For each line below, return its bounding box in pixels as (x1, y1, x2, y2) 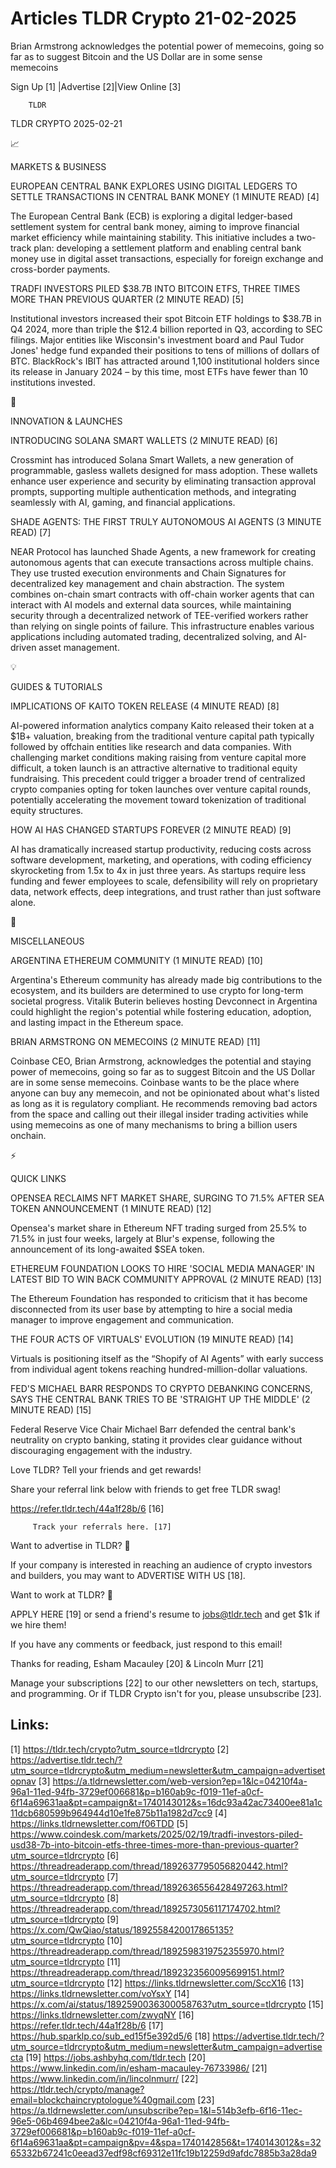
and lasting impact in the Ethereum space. (10, 1016, 184, 1028)
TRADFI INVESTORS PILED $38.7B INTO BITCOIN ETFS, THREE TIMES (10, 282, 301, 294)
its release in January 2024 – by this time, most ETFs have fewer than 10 (10, 365, 309, 377)
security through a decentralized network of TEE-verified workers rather (10, 609, 309, 621)
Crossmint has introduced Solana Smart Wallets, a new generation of (10, 453, 294, 466)
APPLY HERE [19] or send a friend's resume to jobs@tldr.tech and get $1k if (10, 1608, 321, 1620)
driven (10, 641, 37, 653)
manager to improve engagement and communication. (10, 1313, 235, 1326)
